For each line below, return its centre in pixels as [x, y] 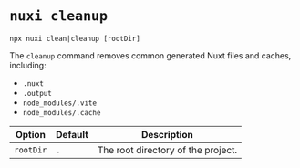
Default [72, 134]
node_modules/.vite [60, 103]
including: [28, 65]
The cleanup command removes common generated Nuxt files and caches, [150, 55]
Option [30, 134]
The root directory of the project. [167, 150]
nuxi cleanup [58, 16]
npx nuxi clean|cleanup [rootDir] [75, 38]
